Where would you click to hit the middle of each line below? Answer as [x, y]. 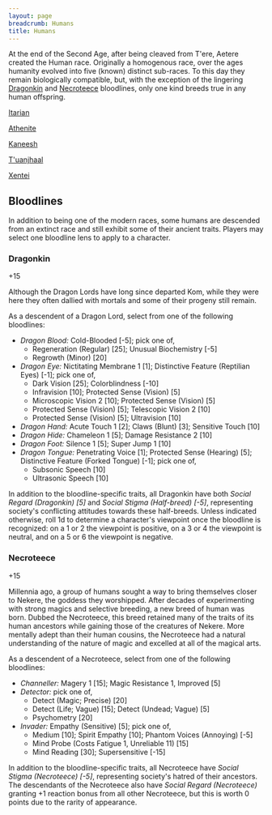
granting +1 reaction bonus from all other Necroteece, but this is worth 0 [129, 793]
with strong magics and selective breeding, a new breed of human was [127, 608]
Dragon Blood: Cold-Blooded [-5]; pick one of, [98, 340]
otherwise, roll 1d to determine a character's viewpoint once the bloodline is [135, 520]
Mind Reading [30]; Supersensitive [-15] [99, 752]
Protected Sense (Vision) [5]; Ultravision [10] [106, 418]
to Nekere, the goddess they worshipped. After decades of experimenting [132, 600]
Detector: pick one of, [56, 691]
